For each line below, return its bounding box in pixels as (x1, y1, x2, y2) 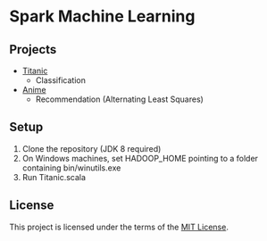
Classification (35, 75, 87, 86)
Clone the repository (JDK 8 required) (21, 143, 162, 154)
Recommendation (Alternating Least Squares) (35, 94, 204, 104)
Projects (9, 42, 57, 57)
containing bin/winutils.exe (21, 162, 121, 173)
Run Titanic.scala (21, 171, 87, 182)
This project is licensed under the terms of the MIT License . (9, 221, 229, 232)
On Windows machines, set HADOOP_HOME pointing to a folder (21, 153, 259, 163)
